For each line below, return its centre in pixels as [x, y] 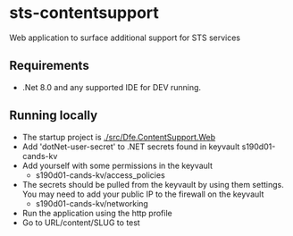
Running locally [54, 116]
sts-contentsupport [84, 13]
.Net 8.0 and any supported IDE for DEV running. [112, 87]
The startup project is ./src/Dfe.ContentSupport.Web [119, 137]
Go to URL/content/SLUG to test [81, 223]
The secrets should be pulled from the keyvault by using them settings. [153, 184]
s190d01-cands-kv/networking [92, 203]
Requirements [49, 66]
